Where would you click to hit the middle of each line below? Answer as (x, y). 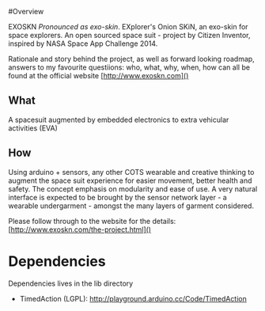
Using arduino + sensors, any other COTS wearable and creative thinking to (131, 172)
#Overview (26, 11)
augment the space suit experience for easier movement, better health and (130, 180)
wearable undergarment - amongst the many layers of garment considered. (131, 206)
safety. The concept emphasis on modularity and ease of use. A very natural (133, 188)
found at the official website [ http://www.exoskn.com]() (98, 76)
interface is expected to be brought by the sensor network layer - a (117, 197)
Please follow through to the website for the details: (92, 221)
